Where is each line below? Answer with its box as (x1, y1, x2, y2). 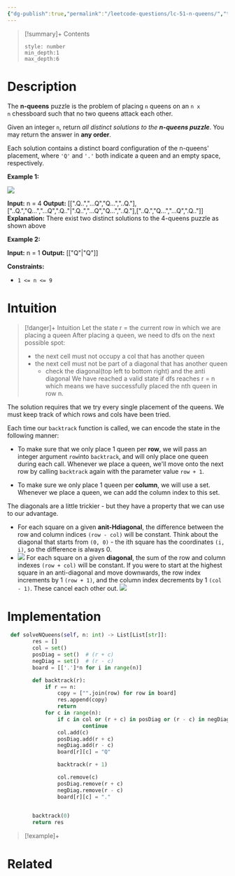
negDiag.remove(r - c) (57, 786, 124, 794)
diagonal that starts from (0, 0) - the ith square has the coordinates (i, (17, 538, 225, 546)
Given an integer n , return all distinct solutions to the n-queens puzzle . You (7, 123, 225, 131)
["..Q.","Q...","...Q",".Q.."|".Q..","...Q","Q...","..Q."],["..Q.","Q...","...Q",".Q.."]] (7, 206, 204, 214)
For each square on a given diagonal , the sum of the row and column (26, 553, 226, 561)
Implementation (7, 608, 101, 624)
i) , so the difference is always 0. (17, 545, 112, 554)
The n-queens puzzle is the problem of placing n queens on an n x (7, 102, 201, 110)
